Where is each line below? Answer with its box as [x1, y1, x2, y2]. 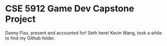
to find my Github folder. [5, 35, 55, 41]
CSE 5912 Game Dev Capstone [5, 3, 134, 14]
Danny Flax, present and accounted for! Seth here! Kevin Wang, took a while [5, 30, 162, 36]
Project [5, 13, 36, 25]
